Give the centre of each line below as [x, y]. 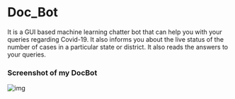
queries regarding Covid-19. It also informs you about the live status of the [116, 39]
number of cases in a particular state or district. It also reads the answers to [118, 47]
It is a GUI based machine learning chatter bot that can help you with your [115, 32]
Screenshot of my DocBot [52, 73]
